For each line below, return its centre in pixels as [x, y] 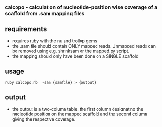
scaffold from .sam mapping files [45, 13]
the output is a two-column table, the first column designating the [78, 109]
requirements [26, 29]
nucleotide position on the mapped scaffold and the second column [80, 114]
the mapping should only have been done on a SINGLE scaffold [75, 56]
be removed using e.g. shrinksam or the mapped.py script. [71, 51]
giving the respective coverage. [44, 119]
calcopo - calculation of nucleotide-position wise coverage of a [81, 7]
